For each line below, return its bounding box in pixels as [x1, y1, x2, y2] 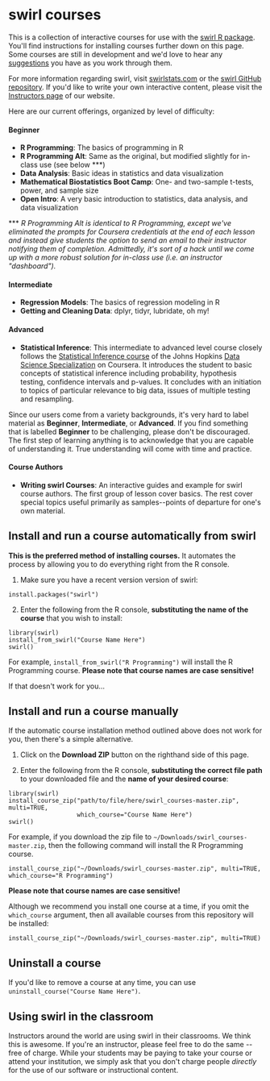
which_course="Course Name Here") [77, 811, 193, 819]
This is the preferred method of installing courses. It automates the [8, 551, 236, 560]
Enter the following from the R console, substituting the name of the [19, 605, 248, 614]
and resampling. [19, 393, 74, 404]
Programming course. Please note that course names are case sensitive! [8, 665, 255, 675]
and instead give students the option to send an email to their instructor [8, 235, 247, 245]
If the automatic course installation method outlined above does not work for [8, 726, 263, 735]
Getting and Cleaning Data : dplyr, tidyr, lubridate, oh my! [19, 306, 210, 316]
